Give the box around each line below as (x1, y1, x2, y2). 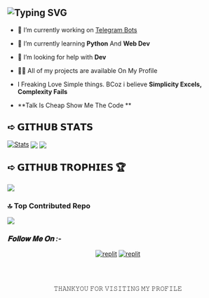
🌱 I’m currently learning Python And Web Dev (17, 39, 151, 48)
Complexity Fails (17, 87, 68, 95)
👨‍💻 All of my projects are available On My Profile (17, 66, 158, 74)
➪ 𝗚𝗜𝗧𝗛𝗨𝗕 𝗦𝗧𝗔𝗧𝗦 (7, 121, 93, 133)
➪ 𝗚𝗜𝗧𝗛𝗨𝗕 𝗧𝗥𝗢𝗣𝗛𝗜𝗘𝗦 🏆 (7, 162, 126, 174)
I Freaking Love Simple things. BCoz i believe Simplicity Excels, (17, 80, 202, 88)
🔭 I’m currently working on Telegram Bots (17, 25, 137, 34)
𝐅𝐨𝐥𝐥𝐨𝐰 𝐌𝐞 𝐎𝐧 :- (7, 233, 62, 243)
